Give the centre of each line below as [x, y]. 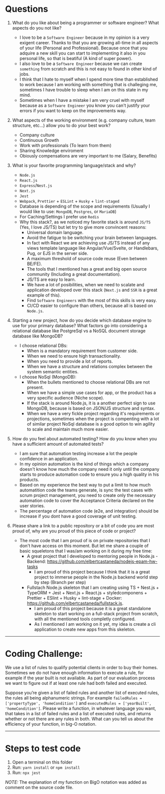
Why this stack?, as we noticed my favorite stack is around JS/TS [85, 222]
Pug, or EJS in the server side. [57, 253]
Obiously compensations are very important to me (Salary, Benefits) [88, 155]
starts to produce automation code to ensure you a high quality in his [89, 474]
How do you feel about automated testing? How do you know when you [84, 438]
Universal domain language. [55, 232]
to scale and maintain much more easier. [68, 429]
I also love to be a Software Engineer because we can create [81, 63]
